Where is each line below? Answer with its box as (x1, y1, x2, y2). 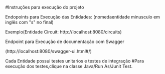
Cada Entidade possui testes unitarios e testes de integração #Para (5, 58, 144, 64)
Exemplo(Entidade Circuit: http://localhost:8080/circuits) (5, 29, 122, 34)
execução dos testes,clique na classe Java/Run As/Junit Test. (5, 63, 133, 69)
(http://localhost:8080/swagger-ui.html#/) (5, 48, 92, 54)
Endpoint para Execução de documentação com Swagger (5, 38, 124, 44)
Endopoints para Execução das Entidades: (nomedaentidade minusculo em (5, 14, 160, 19)
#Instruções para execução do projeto (5, 4, 84, 10)
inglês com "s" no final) (5, 19, 54, 25)
